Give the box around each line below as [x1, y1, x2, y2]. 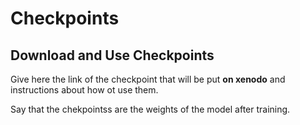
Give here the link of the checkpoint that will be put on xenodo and [10, 73, 286, 85]
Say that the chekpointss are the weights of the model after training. [10, 103, 291, 115]
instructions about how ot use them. [10, 84, 159, 96]
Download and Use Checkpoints [10, 47, 215, 64]
